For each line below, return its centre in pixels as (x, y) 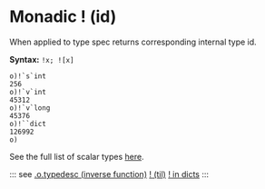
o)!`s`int (28, 76)
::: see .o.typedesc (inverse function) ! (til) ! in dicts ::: (109, 174)
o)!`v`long (30, 108)
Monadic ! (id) (63, 17)
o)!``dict (28, 124)
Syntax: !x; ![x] (42, 59)
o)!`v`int (28, 92)
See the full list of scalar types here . (77, 156)
